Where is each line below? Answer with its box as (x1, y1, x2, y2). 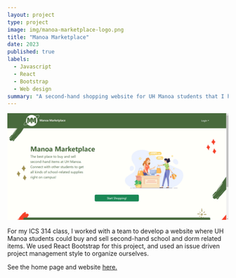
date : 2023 (7, 41, 39, 48)
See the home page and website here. (7, 263, 118, 272)
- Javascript (13, 63, 52, 70)
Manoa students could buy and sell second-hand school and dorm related (7, 234, 222, 243)
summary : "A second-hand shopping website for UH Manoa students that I (7, 93, 225, 100)
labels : (7, 56, 30, 63)
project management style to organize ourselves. (7, 249, 150, 258)
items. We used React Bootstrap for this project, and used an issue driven (7, 242, 220, 251)
